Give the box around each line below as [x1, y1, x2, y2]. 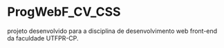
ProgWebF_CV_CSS [7, 4, 121, 20]
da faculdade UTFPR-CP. [7, 34, 79, 42]
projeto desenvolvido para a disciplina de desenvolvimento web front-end [7, 27, 218, 35]
